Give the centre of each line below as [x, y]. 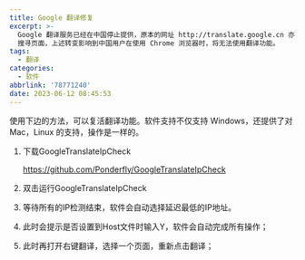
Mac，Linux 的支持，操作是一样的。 [76, 131]
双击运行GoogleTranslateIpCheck [84, 188]
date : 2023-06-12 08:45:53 [60, 93]
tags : [20, 52]
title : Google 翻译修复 [51, 18]
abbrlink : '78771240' [50, 85]
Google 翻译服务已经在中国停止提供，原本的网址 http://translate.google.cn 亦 [156, 34]
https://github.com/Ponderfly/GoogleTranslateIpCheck [124, 169]
